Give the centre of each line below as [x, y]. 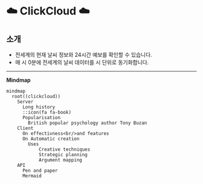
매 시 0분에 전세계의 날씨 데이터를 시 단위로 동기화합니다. [82, 62]
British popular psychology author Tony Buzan [88, 123]
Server [25, 102]
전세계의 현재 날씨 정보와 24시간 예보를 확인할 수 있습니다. [83, 55]
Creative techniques [64, 149]
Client [25, 128]
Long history [39, 107]
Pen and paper [40, 171]
